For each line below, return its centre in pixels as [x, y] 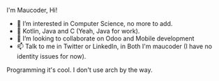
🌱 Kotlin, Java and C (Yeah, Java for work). [78, 31]
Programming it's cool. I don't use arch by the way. [80, 70]
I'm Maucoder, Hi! [32, 10]
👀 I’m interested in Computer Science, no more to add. [95, 23]
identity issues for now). [51, 56]
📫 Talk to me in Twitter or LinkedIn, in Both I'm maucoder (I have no [114, 46]
